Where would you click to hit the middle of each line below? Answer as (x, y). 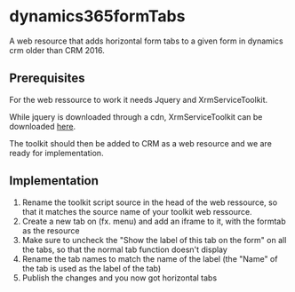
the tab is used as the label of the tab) (92, 268)
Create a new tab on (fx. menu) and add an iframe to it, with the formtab (154, 221)
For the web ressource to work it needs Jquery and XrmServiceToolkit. (139, 99)
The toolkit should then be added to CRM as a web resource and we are (141, 143)
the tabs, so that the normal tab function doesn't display (125, 249)
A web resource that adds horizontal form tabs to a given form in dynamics (146, 41)
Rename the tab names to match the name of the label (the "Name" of (150, 258)
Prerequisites (47, 79)
